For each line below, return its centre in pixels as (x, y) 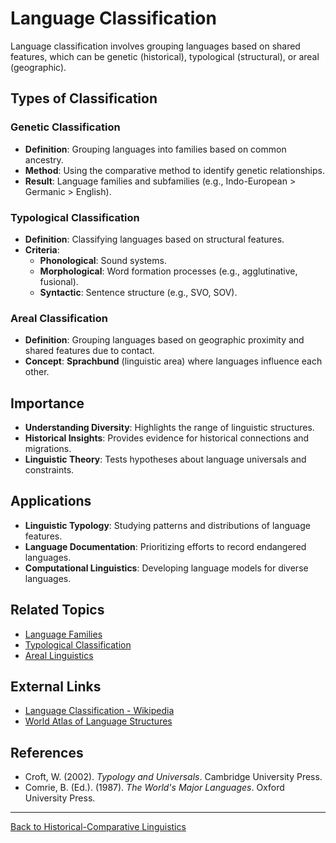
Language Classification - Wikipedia (99, 711)
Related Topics (57, 610)
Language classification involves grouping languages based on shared (155, 46)
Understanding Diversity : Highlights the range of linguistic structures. (169, 428)
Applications (51, 501)
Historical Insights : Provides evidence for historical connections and (167, 438)
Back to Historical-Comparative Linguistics (98, 827)
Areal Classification (59, 318)
